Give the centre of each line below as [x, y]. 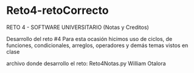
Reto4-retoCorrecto [57, 11]
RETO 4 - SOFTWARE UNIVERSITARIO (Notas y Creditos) [78, 27]
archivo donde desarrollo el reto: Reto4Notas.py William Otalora [86, 63]
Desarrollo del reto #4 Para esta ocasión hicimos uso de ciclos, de [89, 39]
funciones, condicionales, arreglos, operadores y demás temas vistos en [97, 45]
